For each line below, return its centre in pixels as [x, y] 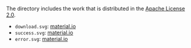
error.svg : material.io [41, 39]
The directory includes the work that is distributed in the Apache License [95, 9]
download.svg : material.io [45, 26]
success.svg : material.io [44, 33]
